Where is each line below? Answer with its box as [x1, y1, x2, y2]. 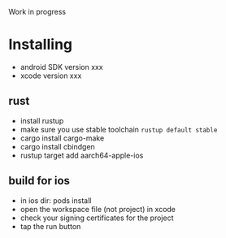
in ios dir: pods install [20, 195, 92, 206]
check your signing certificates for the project [20, 213, 174, 223]
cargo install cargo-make [20, 133, 105, 143]
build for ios [8, 174, 71, 188]
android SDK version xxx [20, 62, 103, 71]
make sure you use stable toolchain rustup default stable [20, 124, 218, 134]
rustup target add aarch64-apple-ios [20, 150, 144, 160]
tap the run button [20, 221, 81, 231]
